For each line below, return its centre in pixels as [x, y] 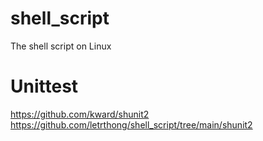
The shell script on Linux [61, 46]
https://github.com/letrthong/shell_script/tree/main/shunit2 [131, 124]
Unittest [44, 86]
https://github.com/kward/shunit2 [80, 114]
